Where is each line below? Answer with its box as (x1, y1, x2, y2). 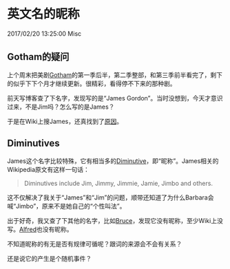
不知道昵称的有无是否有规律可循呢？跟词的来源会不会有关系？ (7, 239, 182, 248)
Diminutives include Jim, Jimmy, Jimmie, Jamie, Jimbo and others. (23, 179, 213, 187)
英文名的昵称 (7, 6, 81, 22)
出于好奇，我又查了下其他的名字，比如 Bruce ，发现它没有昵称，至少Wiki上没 (7, 216, 224, 224)
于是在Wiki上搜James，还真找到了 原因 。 (7, 117, 123, 125)
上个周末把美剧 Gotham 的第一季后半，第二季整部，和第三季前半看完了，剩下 (7, 70, 222, 79)
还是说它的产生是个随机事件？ (7, 254, 92, 262)
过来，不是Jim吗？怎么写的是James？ (7, 103, 115, 111)
